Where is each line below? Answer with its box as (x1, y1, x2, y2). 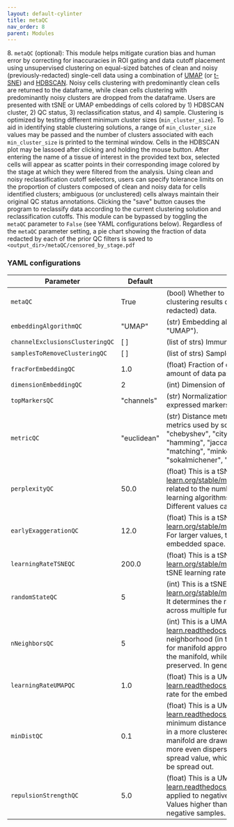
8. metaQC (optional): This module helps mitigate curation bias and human (7, 49, 216, 57)
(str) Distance (166, 411, 212, 421)
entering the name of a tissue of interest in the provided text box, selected (7, 153, 220, 161)
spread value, (166, 753, 211, 763)
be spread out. (166, 761, 214, 771)
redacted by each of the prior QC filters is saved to (7, 235, 153, 243)
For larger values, (166, 530, 224, 540)
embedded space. (166, 539, 226, 549)
